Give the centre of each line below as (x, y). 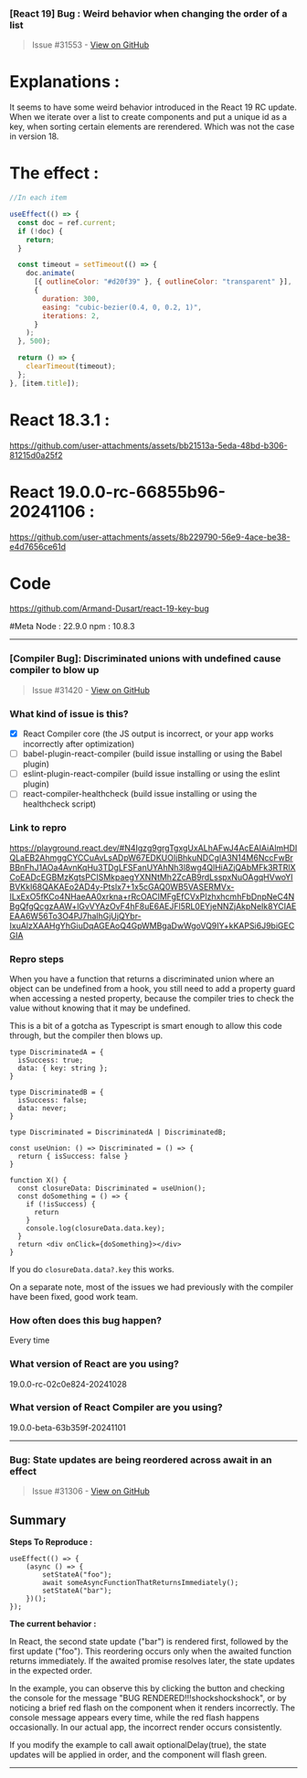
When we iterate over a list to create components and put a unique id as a (148, 117)
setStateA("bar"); (77, 1591)
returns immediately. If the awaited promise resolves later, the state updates (152, 1660)
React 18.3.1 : (60, 420)
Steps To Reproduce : (51, 1542)
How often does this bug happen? (86, 1320)
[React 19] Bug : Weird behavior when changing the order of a (148, 14)
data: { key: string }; (63, 1068)
